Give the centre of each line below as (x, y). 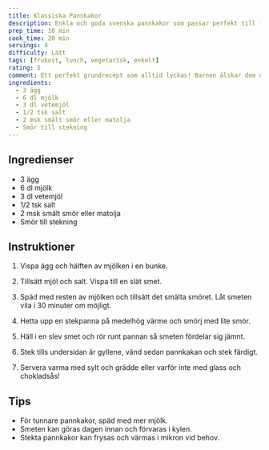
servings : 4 (28, 46)
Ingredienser (41, 160)
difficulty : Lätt (37, 53)
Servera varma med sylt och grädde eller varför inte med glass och (130, 368)
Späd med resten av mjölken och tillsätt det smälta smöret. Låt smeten (136, 297)
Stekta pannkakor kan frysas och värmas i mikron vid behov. (120, 438)
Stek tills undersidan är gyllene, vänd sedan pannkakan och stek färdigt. (139, 352)
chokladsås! (40, 376)
